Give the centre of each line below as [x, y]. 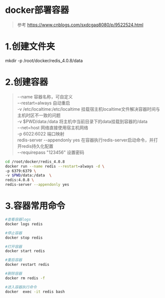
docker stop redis [24, 238]
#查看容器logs [18, 219]
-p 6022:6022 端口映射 [41, 133]
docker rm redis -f [25, 278]
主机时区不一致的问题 [39, 115]
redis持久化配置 [37, 146]
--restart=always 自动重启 [44, 103]
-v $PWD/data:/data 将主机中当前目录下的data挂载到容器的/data [82, 121]
